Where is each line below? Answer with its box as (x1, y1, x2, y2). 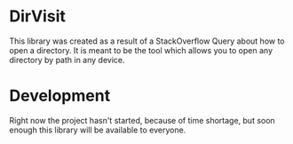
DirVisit (9, 6, 67, 27)
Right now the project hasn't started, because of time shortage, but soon (9, 115, 275, 125)
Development (9, 86, 111, 106)
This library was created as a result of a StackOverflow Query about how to (9, 36, 286, 46)
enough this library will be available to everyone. (9, 124, 186, 135)
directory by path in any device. (9, 54, 126, 65)
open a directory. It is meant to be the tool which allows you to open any (9, 44, 273, 55)
